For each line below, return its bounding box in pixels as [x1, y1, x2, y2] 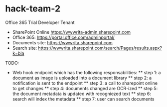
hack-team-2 [5, 3, 61, 14]
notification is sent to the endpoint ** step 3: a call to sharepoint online [12, 80, 158, 86]
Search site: [12, 45, 37, 51]
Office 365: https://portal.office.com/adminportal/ [12, 34, 115, 40]
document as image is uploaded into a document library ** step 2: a [12, 75, 152, 81]
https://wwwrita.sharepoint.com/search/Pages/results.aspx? [38, 45, 163, 51]
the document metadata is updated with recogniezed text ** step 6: [12, 91, 151, 97]
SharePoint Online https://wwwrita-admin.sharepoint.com [12, 29, 131, 35]
